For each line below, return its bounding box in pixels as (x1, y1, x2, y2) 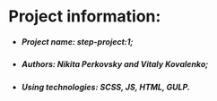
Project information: (8, 6, 161, 27)
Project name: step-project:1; (21, 36, 134, 46)
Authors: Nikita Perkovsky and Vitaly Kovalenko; (21, 59, 209, 70)
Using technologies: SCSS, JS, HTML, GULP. (21, 81, 190, 92)
